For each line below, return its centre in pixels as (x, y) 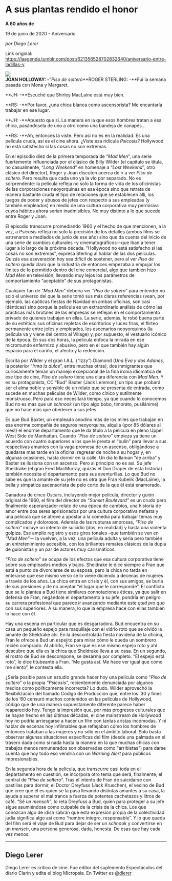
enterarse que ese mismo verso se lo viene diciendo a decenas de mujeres (84, 575)
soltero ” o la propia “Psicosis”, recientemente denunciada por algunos (79, 683)
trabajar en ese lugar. (28, 110)
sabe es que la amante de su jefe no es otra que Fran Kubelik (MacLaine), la (85, 479)
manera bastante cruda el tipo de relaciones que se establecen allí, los (80, 194)
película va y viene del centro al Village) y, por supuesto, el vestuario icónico (86, 334)
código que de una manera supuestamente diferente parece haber (76, 704)
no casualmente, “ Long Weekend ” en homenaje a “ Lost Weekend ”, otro (80, 167)
